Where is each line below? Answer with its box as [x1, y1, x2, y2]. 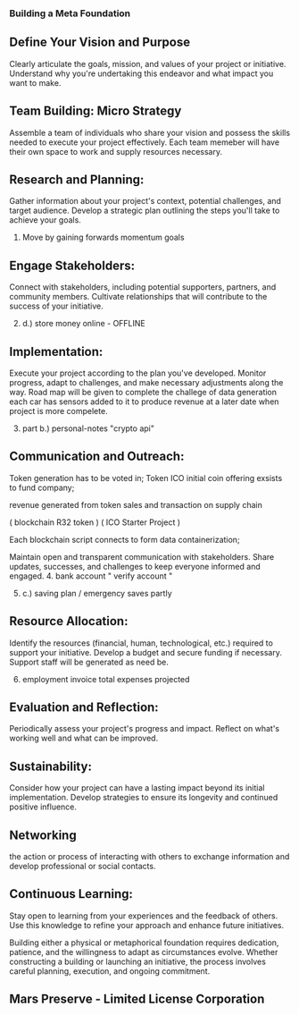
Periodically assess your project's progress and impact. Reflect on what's [9, 723, 279, 734]
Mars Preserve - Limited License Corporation [9, 992, 265, 1007]
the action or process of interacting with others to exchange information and [9, 851, 290, 862]
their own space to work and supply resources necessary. [9, 146, 223, 156]
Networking [9, 827, 78, 842]
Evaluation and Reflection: [9, 700, 159, 715]
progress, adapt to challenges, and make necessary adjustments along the [9, 376, 284, 387]
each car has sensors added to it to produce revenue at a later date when [9, 396, 279, 407]
